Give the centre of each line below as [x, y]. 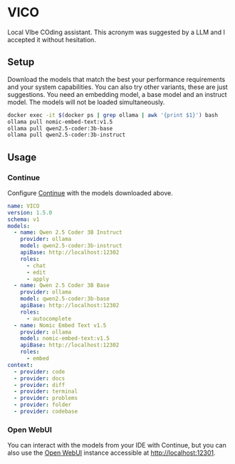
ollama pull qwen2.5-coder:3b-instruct [67, 135]
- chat [36, 265]
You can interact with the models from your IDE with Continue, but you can [117, 445]
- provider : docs [40, 378]
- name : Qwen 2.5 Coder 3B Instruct [68, 232]
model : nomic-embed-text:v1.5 [65, 339]
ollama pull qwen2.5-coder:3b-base [60, 128]
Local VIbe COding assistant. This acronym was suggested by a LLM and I [116, 32]
